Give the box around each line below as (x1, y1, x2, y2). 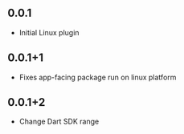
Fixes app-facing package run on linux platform (18, 72, 177, 82)
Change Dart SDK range (18, 116, 100, 127)
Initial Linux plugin (18, 27, 80, 37)
